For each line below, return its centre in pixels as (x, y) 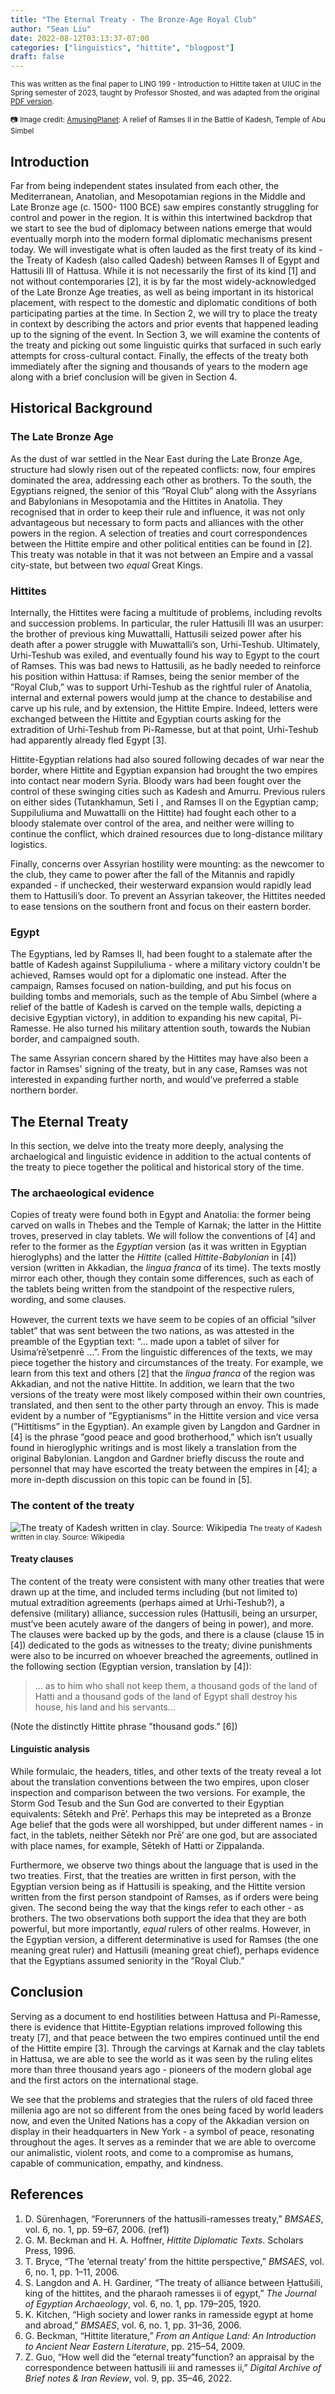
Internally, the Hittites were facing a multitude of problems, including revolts (166, 612)
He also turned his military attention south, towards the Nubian (182, 1028)
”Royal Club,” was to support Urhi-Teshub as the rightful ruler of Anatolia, (161, 687)
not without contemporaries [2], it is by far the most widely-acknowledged (163, 281)
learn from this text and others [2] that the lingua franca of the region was (163, 1373)
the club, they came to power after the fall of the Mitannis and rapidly (152, 874)
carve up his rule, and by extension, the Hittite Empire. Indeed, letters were (164, 708)
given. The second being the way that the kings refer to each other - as (157, 1908)
